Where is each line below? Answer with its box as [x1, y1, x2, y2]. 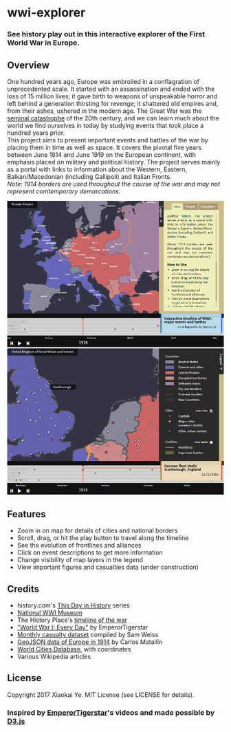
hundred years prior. [7, 129, 65, 137]
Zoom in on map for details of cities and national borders [16, 526, 178, 535]
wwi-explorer [7, 5, 86, 21]
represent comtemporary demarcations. [7, 187, 121, 195]
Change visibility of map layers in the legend [16, 556, 143, 564]
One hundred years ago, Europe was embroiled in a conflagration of [7, 77, 200, 85]
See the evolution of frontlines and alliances [16, 541, 142, 550]
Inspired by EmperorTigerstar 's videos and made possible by [7, 707, 215, 717]
